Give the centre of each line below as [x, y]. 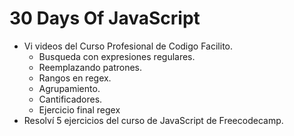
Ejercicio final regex [79, 109]
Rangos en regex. [75, 78]
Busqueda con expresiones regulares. [117, 56]
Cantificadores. [70, 99]
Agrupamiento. [69, 88]
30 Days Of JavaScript [105, 18]
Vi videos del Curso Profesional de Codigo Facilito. [128, 46]
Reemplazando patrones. [90, 67]
